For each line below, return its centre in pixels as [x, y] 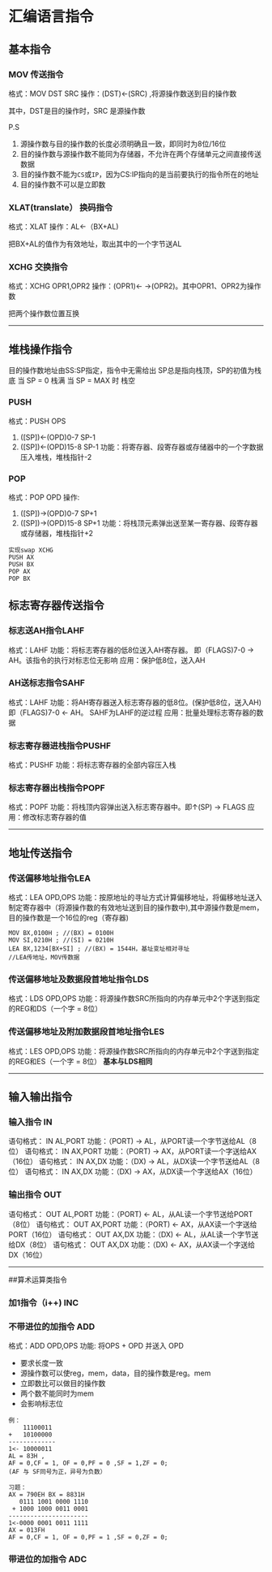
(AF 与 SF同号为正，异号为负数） [57, 1471]
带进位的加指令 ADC [48, 1559]
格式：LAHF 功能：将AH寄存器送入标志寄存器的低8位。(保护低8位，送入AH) [135, 702]
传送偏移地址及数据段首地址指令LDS [79, 980]
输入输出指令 [40, 1097]
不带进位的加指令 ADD [52, 1327]
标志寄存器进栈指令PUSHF [60, 746]
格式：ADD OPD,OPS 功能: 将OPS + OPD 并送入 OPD [96, 1345]
